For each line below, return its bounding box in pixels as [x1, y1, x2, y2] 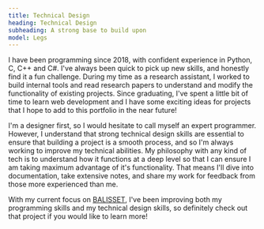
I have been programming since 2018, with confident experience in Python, [8, 55, 253, 65]
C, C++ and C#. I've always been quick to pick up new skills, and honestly [8, 64, 250, 73]
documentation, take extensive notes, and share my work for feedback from [8, 171, 255, 181]
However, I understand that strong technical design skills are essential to [8, 130, 245, 139]
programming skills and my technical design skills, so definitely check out [8, 203, 248, 213]
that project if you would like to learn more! [8, 212, 148, 221]
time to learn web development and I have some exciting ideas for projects [8, 97, 251, 107]
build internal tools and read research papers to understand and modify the [8, 81, 253, 90]
